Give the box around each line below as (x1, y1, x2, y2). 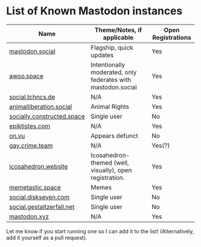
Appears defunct (90, 132, 139, 140)
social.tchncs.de (9, 93, 56, 101)
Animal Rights (90, 102, 130, 111)
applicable (103, 33, 133, 41)
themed (90, 158, 112, 167)
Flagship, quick (90, 43, 133, 51)
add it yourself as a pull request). (6, 234, 88, 241)
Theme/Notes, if (95, 26, 142, 34)
